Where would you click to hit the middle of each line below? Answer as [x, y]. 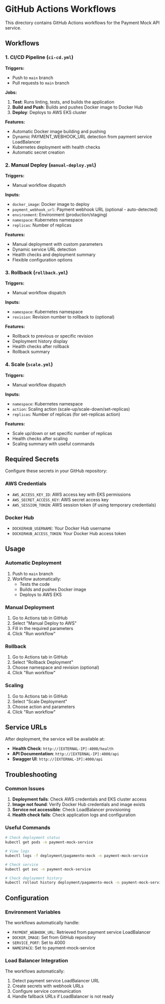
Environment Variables [33, 912]
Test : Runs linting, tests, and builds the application [63, 102]
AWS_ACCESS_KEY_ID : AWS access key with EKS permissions [71, 494]
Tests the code [35, 584]
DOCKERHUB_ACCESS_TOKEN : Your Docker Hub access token [69, 533]
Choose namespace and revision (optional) [56, 667]
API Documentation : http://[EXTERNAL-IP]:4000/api [66, 754]
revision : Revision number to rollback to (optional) [63, 317]
